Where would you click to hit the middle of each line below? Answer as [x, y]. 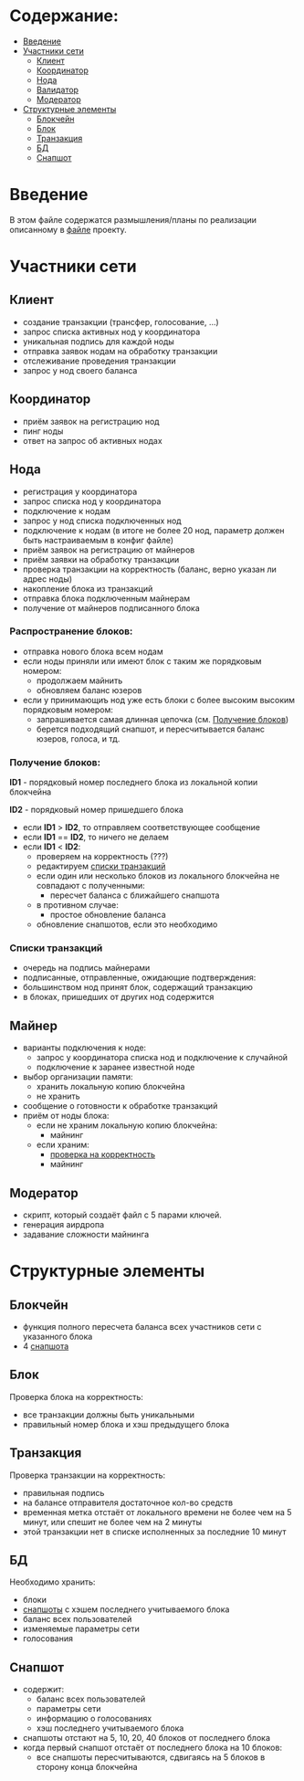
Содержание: [64, 16]
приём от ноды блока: [66, 1116]
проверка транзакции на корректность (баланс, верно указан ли [149, 569]
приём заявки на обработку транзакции [101, 559]
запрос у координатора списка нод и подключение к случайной [162, 1058]
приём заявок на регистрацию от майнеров [109, 550]
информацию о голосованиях [94, 1719]
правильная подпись [63, 1492]
